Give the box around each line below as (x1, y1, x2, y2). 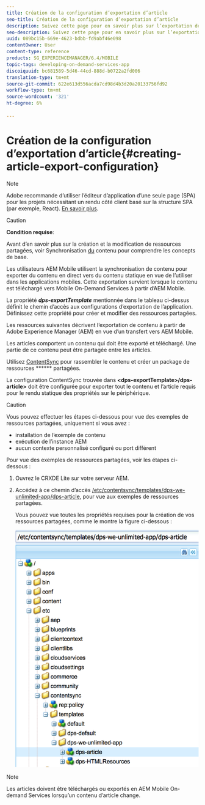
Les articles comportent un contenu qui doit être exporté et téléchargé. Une (6, 339, 196, 347)
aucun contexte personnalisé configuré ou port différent (15, 444, 157, 452)
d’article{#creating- (78, 147, 182, 160)
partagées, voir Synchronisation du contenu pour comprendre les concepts (6, 246, 196, 254)
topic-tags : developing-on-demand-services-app (6, 61, 130, 67)
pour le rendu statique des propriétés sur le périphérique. (6, 389, 151, 397)
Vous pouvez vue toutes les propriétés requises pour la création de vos (15, 511, 195, 518)
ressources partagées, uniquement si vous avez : (6, 419, 130, 427)
